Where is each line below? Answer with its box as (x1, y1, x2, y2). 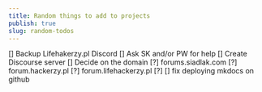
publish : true (8, 19, 57, 27)
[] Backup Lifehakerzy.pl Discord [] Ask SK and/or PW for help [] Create (8, 49, 247, 59)
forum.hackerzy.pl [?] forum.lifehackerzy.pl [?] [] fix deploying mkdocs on (8, 66, 254, 76)
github (8, 74, 30, 85)
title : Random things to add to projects (8, 11, 151, 20)
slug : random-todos (8, 27, 75, 35)
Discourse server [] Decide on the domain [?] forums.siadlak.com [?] (8, 57, 238, 67)
